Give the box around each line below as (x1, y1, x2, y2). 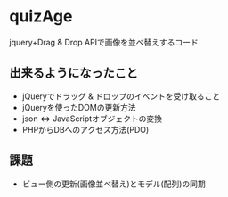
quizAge (9, 6, 73, 27)
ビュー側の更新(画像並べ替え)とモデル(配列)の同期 (21, 178, 207, 189)
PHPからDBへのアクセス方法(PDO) (21, 124, 150, 135)
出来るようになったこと (9, 65, 138, 81)
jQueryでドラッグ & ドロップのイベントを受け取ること (21, 91, 221, 102)
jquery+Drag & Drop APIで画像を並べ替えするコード (9, 37, 199, 47)
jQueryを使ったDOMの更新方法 (21, 102, 136, 112)
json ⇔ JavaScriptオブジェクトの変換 (21, 113, 163, 124)
